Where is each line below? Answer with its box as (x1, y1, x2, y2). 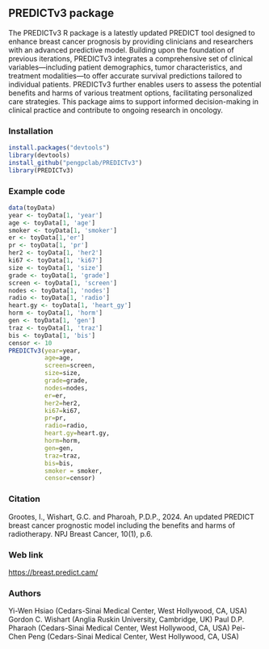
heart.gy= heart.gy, (44, 429, 111, 437)
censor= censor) (44, 474, 95, 483)
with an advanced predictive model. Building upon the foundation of (8, 44, 234, 55)
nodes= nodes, (44, 384, 89, 392)
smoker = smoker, (44, 466, 103, 475)
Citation (8, 493, 40, 504)
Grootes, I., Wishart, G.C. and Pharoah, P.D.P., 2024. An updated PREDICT (8, 512, 254, 521)
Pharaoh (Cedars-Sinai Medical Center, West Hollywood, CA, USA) (8, 623, 230, 633)
